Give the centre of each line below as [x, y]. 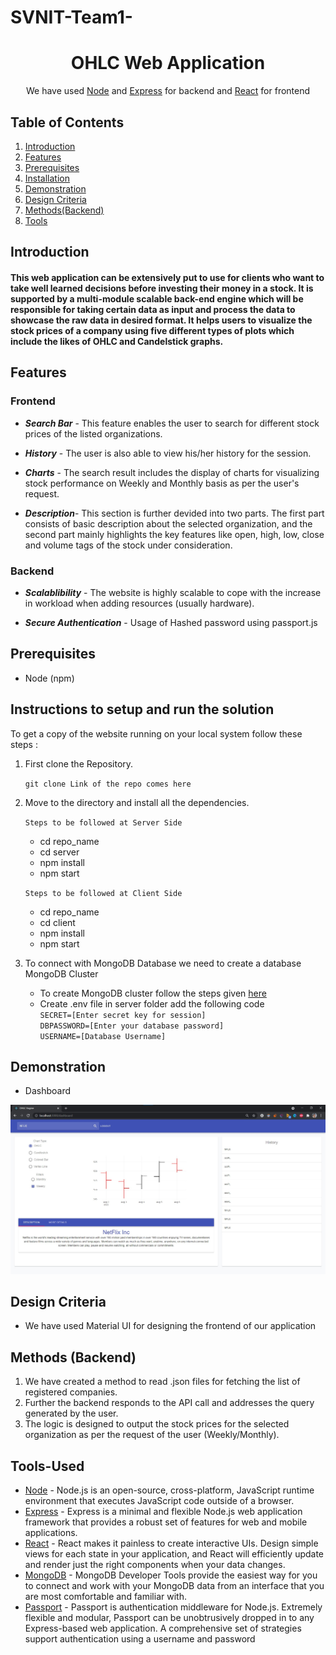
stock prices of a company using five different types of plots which [152, 330]
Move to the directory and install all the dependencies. [137, 802]
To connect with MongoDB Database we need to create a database [163, 963]
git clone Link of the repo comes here [108, 784]
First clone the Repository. [79, 763]
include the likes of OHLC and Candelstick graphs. [117, 341]
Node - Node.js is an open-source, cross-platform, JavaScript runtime [169, 1490]
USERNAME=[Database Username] [103, 1036]
